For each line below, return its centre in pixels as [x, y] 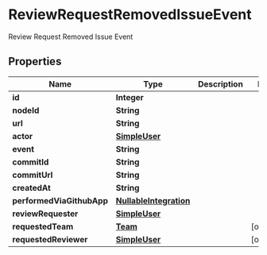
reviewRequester [45, 214]
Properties [35, 62]
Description [221, 83]
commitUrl [33, 175]
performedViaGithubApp [60, 200]
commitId [31, 162]
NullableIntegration [153, 200]
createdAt [32, 187]
